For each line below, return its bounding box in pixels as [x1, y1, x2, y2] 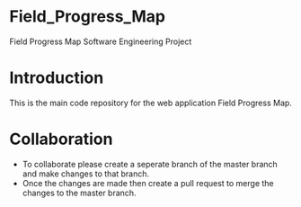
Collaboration [9, 129, 113, 149]
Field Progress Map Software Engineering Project [9, 36, 192, 47]
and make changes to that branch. [22, 168, 150, 179]
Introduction [9, 67, 104, 88]
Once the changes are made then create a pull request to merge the [22, 177, 274, 188]
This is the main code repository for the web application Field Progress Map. [9, 97, 292, 108]
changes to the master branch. [22, 187, 137, 198]
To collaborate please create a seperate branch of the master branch [22, 158, 279, 169]
